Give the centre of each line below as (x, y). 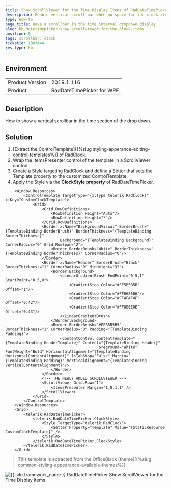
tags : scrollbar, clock (31, 39)
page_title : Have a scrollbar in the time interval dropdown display (81, 24)
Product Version (27, 82)
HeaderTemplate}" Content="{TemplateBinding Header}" (102, 343)
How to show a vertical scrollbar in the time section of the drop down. (78, 121)
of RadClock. (73, 155)
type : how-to (19, 19)
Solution (19, 137)
